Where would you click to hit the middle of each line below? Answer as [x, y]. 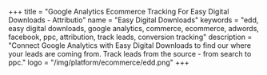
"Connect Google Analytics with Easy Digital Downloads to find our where [130, 45]
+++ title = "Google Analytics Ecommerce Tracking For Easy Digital [119, 12]
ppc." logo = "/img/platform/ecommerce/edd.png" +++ [99, 62]
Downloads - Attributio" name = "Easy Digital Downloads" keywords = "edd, [133, 20]
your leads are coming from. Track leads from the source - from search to [130, 54]
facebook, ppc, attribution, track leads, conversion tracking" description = [130, 37]
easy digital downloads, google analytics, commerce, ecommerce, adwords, [134, 28]
